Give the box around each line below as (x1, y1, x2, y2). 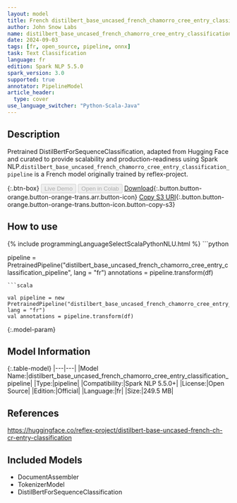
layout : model (7, 10, 49, 18)
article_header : (7, 89, 55, 96)
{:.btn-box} (7, 184, 40, 192)
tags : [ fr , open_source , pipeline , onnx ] (7, 43, 131, 50)
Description (7, 129, 60, 141)
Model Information (7, 345, 91, 357)
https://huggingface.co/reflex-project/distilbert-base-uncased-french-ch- (7, 426, 223, 434)
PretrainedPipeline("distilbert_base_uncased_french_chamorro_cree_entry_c (7, 261, 229, 269)
